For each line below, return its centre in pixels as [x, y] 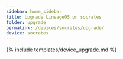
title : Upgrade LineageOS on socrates [54, 17]
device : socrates [27, 33]
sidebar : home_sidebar [34, 11]
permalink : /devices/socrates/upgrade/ [55, 28]
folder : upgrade [26, 22]
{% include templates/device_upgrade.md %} [61, 50]
